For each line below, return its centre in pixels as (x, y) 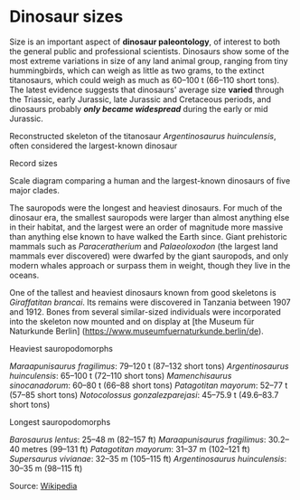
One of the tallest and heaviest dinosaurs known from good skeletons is (143, 292)
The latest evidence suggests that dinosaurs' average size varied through (147, 90)
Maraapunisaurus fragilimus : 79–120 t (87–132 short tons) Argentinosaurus (149, 366)
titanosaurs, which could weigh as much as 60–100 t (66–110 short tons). (145, 80)
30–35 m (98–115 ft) (46, 468)
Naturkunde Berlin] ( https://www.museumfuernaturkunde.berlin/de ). (136, 331)
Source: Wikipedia (43, 486)
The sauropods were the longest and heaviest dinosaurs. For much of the (146, 208)
